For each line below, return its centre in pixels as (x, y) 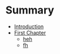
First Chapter (30, 32)
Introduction (29, 26)
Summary (30, 10)
